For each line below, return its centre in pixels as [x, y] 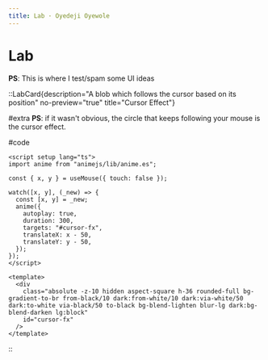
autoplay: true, [50, 213]
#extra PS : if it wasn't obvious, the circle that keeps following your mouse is [134, 118]
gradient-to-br [34, 298]
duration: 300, [48, 220]
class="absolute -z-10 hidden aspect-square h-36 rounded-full [132, 291]
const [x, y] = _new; [52, 199]
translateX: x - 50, [57, 235]
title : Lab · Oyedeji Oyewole [59, 16]
